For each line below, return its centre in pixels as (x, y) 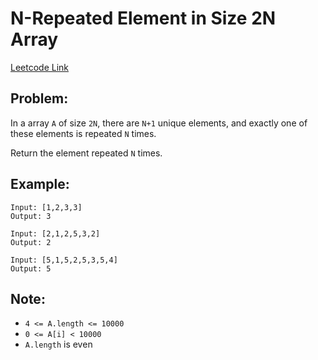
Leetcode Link (40, 67)
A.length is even (58, 344)
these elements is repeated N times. (83, 133)
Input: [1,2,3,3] (46, 207)
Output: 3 (31, 216)
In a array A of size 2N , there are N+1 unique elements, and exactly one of (159, 123)
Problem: (39, 98)
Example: (40, 184)
